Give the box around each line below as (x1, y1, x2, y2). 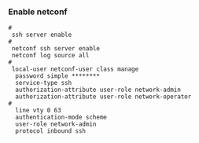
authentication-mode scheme (15, 113, 108, 122)
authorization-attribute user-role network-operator (15, 93, 192, 101)
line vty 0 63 (15, 107, 61, 115)
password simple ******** (15, 72, 101, 80)
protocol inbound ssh (15, 127, 87, 135)
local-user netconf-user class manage (11, 65, 139, 73)
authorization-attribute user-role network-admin (15, 86, 181, 94)
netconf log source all (11, 52, 90, 60)
